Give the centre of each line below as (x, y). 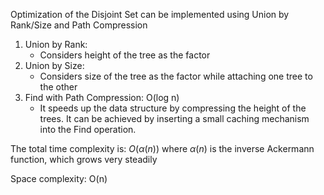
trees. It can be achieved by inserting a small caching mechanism (174, 118)
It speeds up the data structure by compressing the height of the (173, 108)
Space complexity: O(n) (59, 178)
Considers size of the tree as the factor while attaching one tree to (176, 76)
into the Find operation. (88, 129)
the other (58, 87)
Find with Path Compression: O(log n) (102, 97)
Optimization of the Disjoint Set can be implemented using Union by (150, 14)
